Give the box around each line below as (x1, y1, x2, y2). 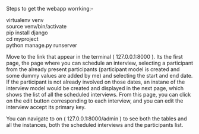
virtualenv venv (6, 17, 44, 23)
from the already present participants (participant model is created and (6, 66, 180, 73)
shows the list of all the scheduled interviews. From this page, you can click (6, 91, 191, 98)
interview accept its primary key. (6, 104, 86, 110)
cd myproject (6, 36, 39, 42)
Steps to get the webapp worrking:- (6, 5, 94, 12)
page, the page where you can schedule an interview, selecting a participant (6, 59, 194, 66)
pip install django (6, 29, 48, 36)
